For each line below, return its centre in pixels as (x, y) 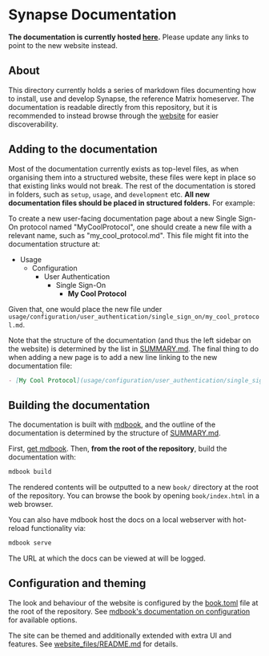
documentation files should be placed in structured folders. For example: (132, 203)
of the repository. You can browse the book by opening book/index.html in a (134, 496)
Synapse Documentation (92, 15)
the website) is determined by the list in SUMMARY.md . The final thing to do (133, 348)
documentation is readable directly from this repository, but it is (113, 107)
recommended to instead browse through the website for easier (113, 115)
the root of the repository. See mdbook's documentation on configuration (129, 611)
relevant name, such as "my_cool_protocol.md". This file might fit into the (128, 235)
